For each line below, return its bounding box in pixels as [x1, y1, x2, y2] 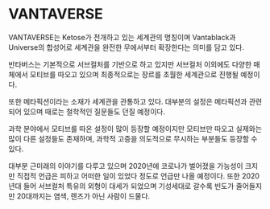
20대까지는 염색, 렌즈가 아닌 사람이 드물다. [16, 191, 151, 201]
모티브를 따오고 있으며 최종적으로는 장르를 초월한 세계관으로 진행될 [29, 69, 239, 79]
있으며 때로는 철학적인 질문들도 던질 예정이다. [23, 106, 166, 117]
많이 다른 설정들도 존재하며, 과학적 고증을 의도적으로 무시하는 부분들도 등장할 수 [8, 133, 258, 143]
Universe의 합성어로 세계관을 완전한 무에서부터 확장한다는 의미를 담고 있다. [8, 42, 244, 52]
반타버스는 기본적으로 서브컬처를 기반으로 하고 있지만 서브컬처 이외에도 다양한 [8, 59, 252, 69]
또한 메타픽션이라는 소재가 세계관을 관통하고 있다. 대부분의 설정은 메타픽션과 [8, 96, 247, 106]
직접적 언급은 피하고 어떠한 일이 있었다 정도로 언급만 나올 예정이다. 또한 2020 [16, 170, 260, 181]
